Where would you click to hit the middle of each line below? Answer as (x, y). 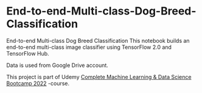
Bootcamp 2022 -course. (38, 83)
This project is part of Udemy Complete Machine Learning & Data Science (99, 77)
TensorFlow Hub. (28, 53)
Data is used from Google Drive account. (57, 65)
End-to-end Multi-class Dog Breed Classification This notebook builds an (98, 40)
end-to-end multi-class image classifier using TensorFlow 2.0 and (89, 47)
